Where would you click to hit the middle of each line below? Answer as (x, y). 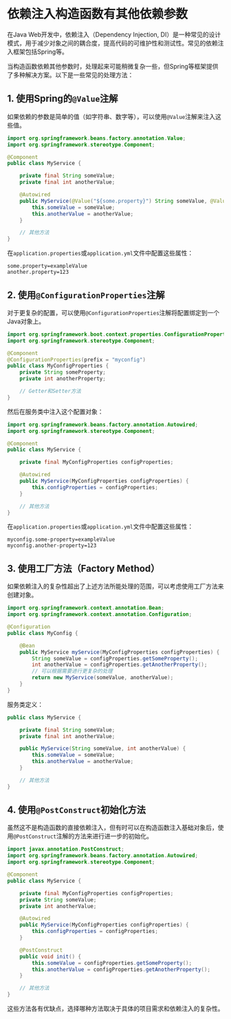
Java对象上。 (26, 321)
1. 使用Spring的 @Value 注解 (63, 99)
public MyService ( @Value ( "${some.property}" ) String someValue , (113, 201)
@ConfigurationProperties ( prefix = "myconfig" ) (77, 360)
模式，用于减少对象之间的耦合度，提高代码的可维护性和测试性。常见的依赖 (112, 43)
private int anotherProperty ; (63, 379)
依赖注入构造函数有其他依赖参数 (98, 14)
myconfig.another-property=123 (52, 546)
